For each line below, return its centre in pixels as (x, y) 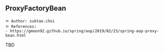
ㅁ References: (21, 27)
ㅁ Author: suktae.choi (30, 21)
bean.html (16, 35)
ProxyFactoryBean (36, 8)
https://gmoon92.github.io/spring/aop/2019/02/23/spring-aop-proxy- (85, 31)
